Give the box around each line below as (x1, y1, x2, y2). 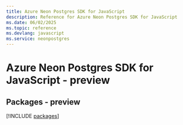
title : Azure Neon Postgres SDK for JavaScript (6, 8, 125, 15)
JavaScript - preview (6, 74, 111, 87)
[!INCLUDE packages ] (6, 113, 59, 119)
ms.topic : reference (6, 25, 57, 31)
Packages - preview (6, 97, 81, 107)
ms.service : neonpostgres (6, 36, 69, 42)
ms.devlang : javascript (6, 31, 65, 36)
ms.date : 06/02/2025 (6, 19, 57, 25)
